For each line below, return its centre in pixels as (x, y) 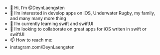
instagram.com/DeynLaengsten (42, 47)
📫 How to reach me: (31, 40)
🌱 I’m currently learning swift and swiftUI (52, 23)
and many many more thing (38, 18)
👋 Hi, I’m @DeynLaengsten (37, 8)
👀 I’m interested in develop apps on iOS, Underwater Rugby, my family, (82, 13)
